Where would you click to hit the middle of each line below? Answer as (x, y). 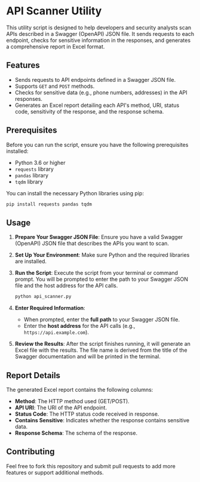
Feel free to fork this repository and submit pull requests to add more (91, 466)
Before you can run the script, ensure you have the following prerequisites (97, 145)
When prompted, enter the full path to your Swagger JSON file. (102, 320)
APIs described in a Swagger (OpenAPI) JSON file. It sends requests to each (100, 33)
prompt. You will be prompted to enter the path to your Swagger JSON (101, 280)
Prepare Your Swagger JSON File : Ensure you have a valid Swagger (99, 237)
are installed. (30, 262)
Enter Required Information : (50, 308)
